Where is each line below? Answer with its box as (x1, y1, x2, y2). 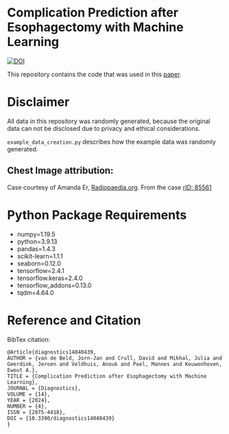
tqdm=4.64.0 (16, 288, 54, 296)
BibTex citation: (7, 335, 50, 343)
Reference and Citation (7, 312, 141, 328)
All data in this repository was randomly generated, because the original (7, 117, 210, 125)
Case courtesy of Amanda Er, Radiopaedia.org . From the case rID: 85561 (7, 183, 212, 191)
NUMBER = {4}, (7, 402, 48, 410)
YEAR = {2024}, (7, 397, 51, 404)
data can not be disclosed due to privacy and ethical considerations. (7, 124, 201, 132)
